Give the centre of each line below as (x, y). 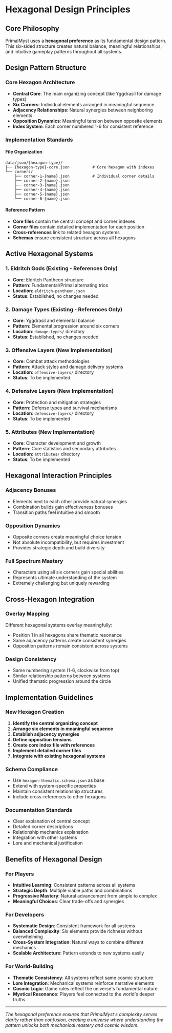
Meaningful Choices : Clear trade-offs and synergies (68, 902)
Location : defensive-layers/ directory (53, 413)
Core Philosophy (33, 28)
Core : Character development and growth (57, 443)
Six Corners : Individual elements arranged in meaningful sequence (83, 104)
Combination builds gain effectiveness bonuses (63, 507)
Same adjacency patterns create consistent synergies (69, 640)
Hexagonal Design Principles (68, 9)
